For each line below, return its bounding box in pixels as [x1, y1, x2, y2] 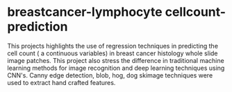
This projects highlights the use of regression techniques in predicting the [7, 42, 219, 50]
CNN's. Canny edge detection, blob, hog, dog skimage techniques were [7, 71, 213, 80]
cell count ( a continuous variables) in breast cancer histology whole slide [7, 49, 218, 57]
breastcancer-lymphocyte [7, 4, 163, 20]
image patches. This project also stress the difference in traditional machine [7, 56, 224, 64]
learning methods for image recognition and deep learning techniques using [7, 64, 225, 72]
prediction [7, 19, 68, 35]
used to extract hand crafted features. [7, 78, 116, 86]
